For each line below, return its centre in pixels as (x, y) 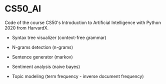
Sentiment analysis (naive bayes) (46, 66)
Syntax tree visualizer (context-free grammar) (59, 37)
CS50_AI (23, 9)
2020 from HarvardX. (27, 27)
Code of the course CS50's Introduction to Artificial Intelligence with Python (83, 22)
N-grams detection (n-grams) (42, 47)
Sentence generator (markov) (42, 57)
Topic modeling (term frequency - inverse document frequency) (78, 76)
